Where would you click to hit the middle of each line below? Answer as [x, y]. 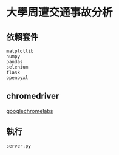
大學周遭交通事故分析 [60, 12]
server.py [19, 146]
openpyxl [17, 78]
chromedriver [33, 96]
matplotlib [20, 51]
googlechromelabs [30, 111]
